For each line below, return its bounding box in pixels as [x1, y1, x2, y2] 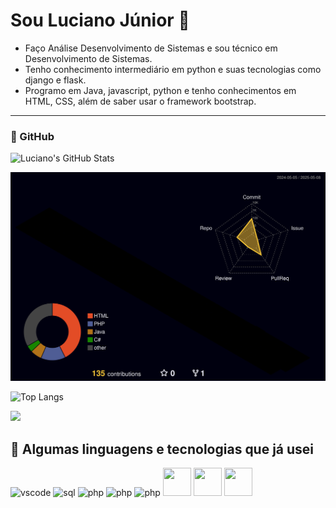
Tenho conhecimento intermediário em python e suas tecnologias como [24, 63, 322, 75]
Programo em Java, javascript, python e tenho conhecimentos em [24, 84, 297, 96]
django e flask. [24, 74, 87, 86]
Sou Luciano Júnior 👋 [10, 9, 190, 32]
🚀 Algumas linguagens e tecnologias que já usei [10, 440, 315, 458]
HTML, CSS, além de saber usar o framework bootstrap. [24, 95, 257, 107]
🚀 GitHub [10, 129, 55, 143]
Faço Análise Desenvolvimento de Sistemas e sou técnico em [24, 42, 278, 54]
